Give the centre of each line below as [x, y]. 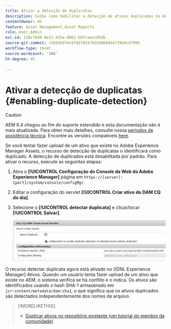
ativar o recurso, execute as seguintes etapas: [54, 162]
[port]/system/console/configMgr [48, 183]
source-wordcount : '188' [32, 53]
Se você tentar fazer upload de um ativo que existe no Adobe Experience [82, 145]
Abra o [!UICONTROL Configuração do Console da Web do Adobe [83, 172]
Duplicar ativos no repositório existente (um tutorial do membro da [95, 316]
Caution [13, 115]
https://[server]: [103, 177]
